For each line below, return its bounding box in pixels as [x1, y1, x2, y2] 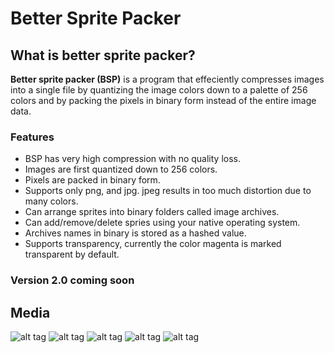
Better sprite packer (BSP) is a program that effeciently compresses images [10, 73, 325, 85]
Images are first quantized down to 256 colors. [24, 163, 218, 176]
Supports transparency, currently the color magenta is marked [24, 238, 282, 250]
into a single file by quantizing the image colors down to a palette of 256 [10, 84, 308, 96]
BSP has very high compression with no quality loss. [24, 153, 242, 165]
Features [10, 130, 55, 144]
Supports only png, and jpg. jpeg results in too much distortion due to [24, 185, 312, 197]
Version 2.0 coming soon [10, 273, 135, 287]
